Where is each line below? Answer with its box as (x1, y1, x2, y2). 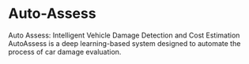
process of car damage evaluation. (8, 47, 122, 56)
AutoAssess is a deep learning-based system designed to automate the (8, 38, 241, 48)
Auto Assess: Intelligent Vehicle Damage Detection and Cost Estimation (8, 30, 240, 40)
